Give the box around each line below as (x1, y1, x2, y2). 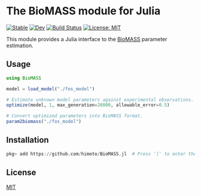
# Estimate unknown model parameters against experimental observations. (6, 97, 194, 103)
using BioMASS (6, 75, 42, 81)
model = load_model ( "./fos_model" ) (6, 85, 95, 92)
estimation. (6, 42, 34, 49)
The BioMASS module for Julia (6, 4, 161, 18)
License (6, 167, 36, 177)
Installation (6, 135, 49, 145)
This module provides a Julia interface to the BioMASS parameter (6, 35, 167, 42)
